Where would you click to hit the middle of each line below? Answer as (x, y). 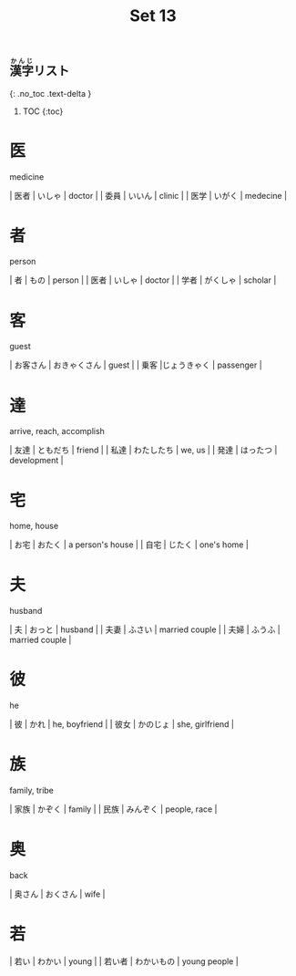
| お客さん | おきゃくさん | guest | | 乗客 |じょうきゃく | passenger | (136, 365)
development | (36, 461)
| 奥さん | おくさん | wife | (58, 894)
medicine (27, 177)
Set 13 (153, 16)
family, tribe (32, 791)
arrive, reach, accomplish (57, 431)
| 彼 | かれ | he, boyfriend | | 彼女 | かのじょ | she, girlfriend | (122, 724)
